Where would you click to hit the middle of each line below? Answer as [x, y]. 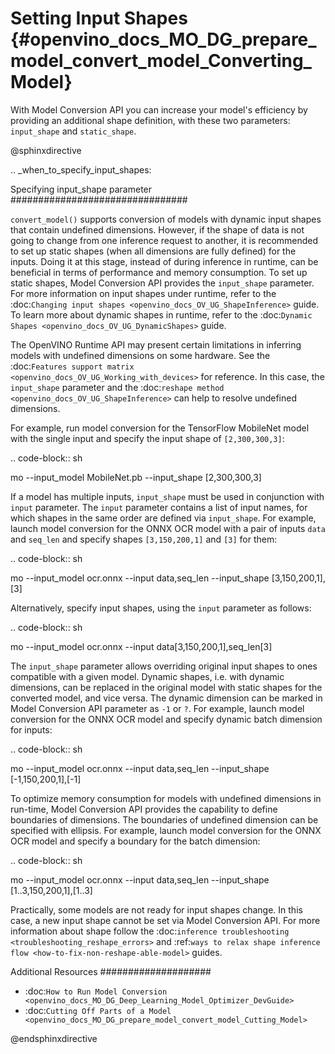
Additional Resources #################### [111, 971]
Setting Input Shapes [99, 18]
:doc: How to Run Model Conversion [96, 991]
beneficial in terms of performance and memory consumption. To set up [159, 272]
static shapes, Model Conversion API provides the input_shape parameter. [162, 283]
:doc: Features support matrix [72, 366]
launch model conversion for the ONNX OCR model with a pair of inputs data [168, 528]
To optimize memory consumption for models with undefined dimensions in [166, 798]
